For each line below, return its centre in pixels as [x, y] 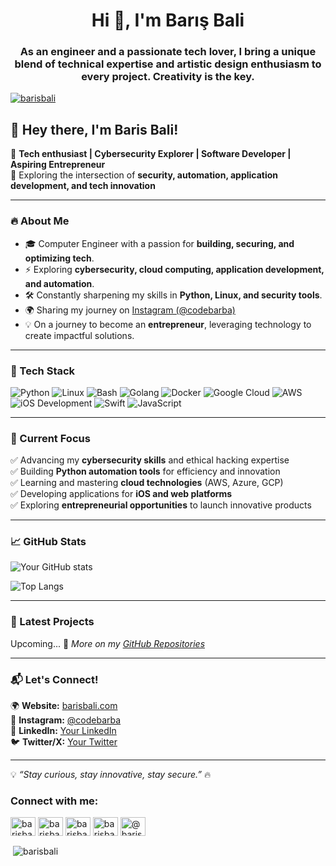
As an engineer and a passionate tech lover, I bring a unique [168, 52]
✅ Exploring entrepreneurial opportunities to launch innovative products [161, 505]
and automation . [59, 283]
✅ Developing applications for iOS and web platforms [121, 494]
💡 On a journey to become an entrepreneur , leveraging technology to [168, 324]
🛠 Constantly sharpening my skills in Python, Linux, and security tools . [173, 295]
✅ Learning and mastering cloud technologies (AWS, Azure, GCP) [147, 483]
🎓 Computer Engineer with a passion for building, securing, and [159, 243]
